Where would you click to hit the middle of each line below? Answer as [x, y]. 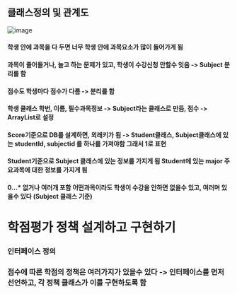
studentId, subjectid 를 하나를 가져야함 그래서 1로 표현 [90, 143]
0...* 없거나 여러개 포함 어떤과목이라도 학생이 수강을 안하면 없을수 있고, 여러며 [114, 187]
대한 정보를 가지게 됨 [59, 170]
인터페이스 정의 [32, 252]
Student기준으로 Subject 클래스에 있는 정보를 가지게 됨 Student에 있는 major [115, 161]
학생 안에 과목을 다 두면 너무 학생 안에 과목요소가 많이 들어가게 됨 [96, 47]
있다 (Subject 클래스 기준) [56, 196]
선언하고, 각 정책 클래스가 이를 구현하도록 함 [77, 283]
